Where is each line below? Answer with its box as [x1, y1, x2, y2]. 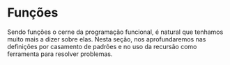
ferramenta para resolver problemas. [7, 50, 113, 58]
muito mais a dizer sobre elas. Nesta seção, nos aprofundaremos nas [7, 35, 206, 43]
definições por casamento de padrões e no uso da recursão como [7, 42, 197, 50]
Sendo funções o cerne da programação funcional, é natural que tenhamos [7, 28, 224, 36]
